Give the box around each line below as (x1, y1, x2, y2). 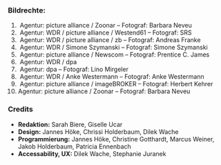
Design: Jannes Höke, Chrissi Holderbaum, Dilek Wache (17, 127, 179, 136)
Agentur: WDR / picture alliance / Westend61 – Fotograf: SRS (19, 28, 192, 37)
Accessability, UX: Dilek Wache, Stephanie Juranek (17, 149, 166, 157)
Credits (8, 104, 33, 114)
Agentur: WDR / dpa (19, 58, 77, 66)
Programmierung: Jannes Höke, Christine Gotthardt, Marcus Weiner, (17, 135, 215, 143)
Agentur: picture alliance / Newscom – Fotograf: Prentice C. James (19, 50, 210, 59)
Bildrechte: (8, 6, 46, 15)
